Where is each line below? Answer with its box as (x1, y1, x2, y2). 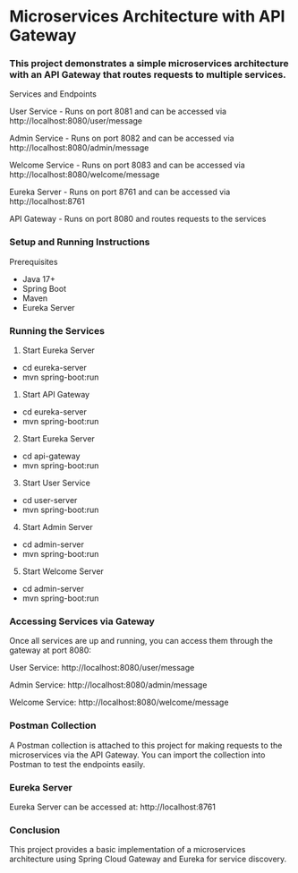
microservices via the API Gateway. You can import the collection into (9, 749, 266, 760)
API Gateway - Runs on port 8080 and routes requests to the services (9, 213, 267, 225)
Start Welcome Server (21, 566, 105, 577)
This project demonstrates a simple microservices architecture (9, 57, 289, 70)
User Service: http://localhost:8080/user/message (9, 663, 195, 673)
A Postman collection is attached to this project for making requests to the (9, 740, 283, 750)
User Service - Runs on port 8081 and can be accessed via (9, 106, 226, 117)
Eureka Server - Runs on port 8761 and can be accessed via (9, 186, 231, 198)
